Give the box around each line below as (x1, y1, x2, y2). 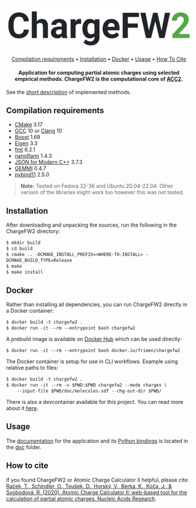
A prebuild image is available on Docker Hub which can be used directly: (6, 336, 182, 343)
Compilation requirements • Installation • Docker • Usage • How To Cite (11, 55, 187, 63)
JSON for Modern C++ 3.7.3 (14, 158, 83, 166)
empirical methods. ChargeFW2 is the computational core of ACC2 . (14, 75, 184, 82)
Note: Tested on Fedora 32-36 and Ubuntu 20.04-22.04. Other (20, 182, 174, 190)
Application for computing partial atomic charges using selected (18, 69, 180, 77)
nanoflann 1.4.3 (14, 152, 52, 160)
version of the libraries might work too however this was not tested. (20, 189, 184, 196)
